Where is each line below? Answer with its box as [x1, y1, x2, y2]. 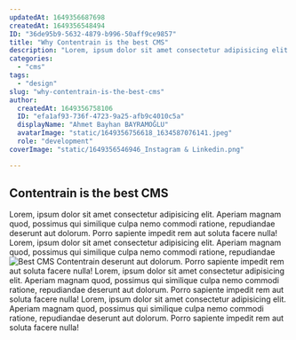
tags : [9, 71, 29, 80]
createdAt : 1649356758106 [17, 104, 114, 113]
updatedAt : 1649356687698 [9, 12, 105, 22]
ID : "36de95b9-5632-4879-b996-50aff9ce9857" [9, 29, 177, 38]
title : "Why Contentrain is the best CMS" [9, 37, 169, 47]
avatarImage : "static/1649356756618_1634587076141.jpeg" [17, 129, 233, 138]
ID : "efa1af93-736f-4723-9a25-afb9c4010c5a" [17, 112, 185, 121]
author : [9, 95, 38, 105]
